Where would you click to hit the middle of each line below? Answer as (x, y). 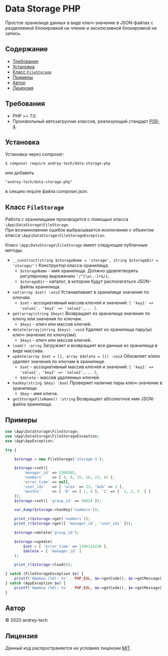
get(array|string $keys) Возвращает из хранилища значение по (81, 313)
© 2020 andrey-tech (26, 620)
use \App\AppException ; (30, 441)
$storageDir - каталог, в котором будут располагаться (78, 281)
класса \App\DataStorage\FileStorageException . (55, 235)
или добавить (20, 173)
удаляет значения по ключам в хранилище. (59, 362)
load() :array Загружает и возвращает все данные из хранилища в (85, 346)
